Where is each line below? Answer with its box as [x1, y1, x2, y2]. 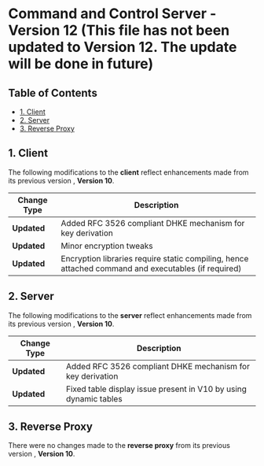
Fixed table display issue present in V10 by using [65, 383, 247, 394]
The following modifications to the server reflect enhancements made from [8, 310, 252, 320]
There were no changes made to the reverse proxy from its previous [8, 441, 230, 450]
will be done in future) [8, 55, 154, 73]
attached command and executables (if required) [60, 263, 242, 274]
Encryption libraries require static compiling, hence [60, 253, 249, 264]
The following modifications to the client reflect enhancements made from [8, 167, 249, 177]
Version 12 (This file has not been [8, 21, 230, 39]
